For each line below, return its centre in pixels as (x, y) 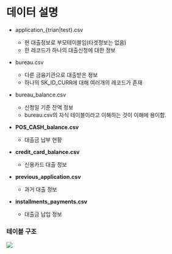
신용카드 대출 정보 (45, 164)
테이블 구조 (22, 231)
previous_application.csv (48, 176)
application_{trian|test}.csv (49, 30)
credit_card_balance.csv (47, 152)
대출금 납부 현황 (43, 140)
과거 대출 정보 (41, 189)
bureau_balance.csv (41, 95)
